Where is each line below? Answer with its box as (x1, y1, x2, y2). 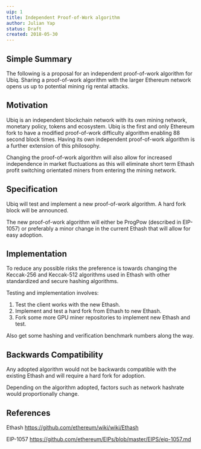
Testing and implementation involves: (6, 289, 99, 297)
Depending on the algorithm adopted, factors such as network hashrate (6, 384, 185, 391)
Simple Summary (6, 54, 72, 64)
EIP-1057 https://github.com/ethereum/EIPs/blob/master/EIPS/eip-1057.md (6, 436, 191, 442)
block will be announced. (6, 206, 69, 214)
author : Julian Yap (6, 20, 56, 26)
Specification (6, 184, 58, 194)
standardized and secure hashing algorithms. (6, 278, 119, 285)
